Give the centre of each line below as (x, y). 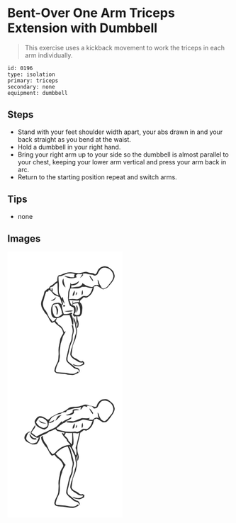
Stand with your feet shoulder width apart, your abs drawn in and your (120, 132)
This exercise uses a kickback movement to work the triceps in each (125, 47)
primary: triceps (33, 80)
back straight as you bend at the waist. (74, 139)
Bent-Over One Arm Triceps (91, 13)
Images (24, 238)
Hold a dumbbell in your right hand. (69, 147)
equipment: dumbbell (38, 93)
